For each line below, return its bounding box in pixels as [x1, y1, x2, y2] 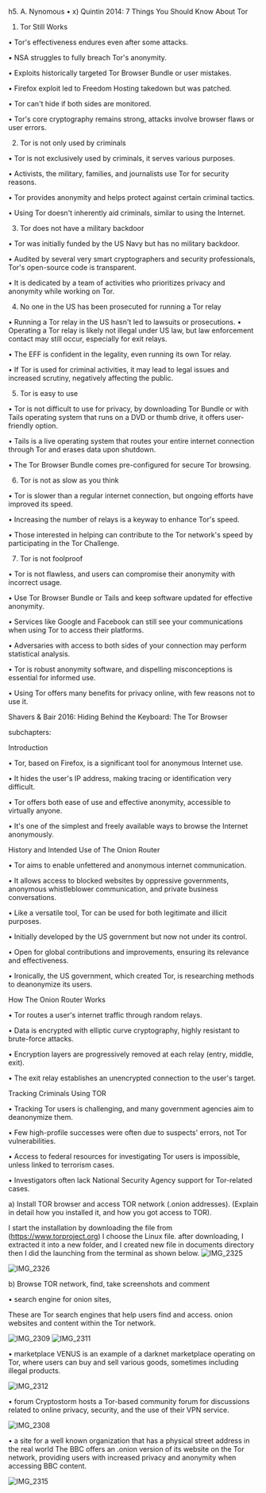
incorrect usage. [8, 578, 62, 587]
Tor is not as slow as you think [19, 475, 119, 485]
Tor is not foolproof [19, 554, 83, 563]
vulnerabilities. [8, 1137, 56, 1145]
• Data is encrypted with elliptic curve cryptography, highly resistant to [8, 1025, 240, 1035]
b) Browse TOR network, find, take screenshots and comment [8, 1279, 210, 1288]
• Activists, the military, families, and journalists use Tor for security [8, 169, 229, 178]
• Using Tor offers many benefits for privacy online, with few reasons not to [8, 688, 256, 698]
